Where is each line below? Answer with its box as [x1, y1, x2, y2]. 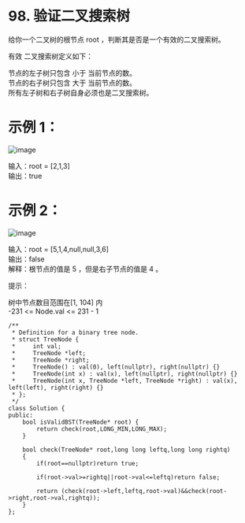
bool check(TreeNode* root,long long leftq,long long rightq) [22, 446, 231, 454]
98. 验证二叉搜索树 [8, 7, 130, 25]
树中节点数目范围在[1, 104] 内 [8, 297, 103, 307]
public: [8, 411, 34, 419]
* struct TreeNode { [11, 336, 80, 343]
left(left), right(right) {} [8, 384, 104, 391]
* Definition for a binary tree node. [11, 328, 139, 336]
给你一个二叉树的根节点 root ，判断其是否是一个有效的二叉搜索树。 [8, 35, 226, 44]
